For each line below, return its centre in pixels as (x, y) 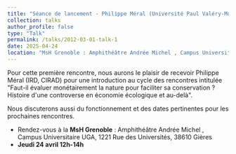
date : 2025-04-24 (33, 46)
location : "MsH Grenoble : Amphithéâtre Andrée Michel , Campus (103, 53)
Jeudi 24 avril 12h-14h (51, 144)
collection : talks (34, 20)
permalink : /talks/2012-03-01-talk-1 (63, 40)
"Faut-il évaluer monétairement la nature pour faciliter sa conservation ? (111, 87)
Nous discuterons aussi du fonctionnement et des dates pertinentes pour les (118, 108)
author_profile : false (40, 27)
